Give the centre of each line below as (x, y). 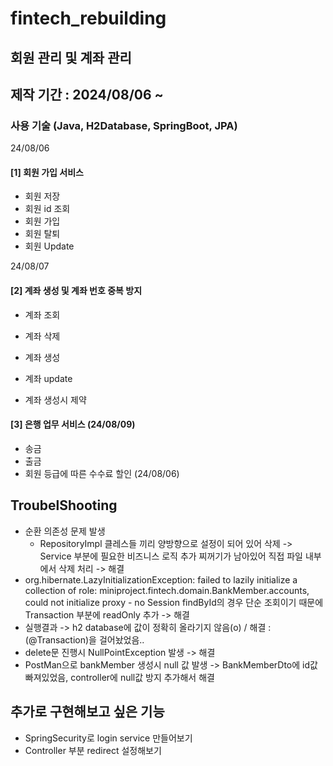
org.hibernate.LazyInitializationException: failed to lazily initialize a (161, 579)
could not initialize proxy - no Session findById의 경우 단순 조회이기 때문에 (174, 602)
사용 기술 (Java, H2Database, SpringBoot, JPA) (124, 125)
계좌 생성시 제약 (55, 399)
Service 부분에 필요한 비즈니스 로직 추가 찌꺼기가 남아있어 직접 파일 (171, 556)
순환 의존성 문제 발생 (65, 531)
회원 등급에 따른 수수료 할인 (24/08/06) (102, 473)
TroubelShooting (64, 505)
